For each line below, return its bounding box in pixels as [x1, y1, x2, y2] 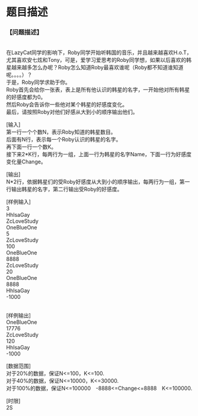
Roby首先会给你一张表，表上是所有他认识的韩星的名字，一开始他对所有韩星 [6, 86, 190, 93]
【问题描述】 [6, 28, 43, 36]
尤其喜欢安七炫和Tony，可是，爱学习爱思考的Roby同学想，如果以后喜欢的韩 [6, 56, 191, 64]
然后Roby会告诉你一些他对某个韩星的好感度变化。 [6, 101, 128, 108]
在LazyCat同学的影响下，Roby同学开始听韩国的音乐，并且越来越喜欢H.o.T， [6, 49, 192, 56]
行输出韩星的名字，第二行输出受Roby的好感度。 [6, 185, 123, 193]
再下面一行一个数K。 [6, 143, 57, 150]
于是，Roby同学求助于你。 [6, 78, 71, 86]
